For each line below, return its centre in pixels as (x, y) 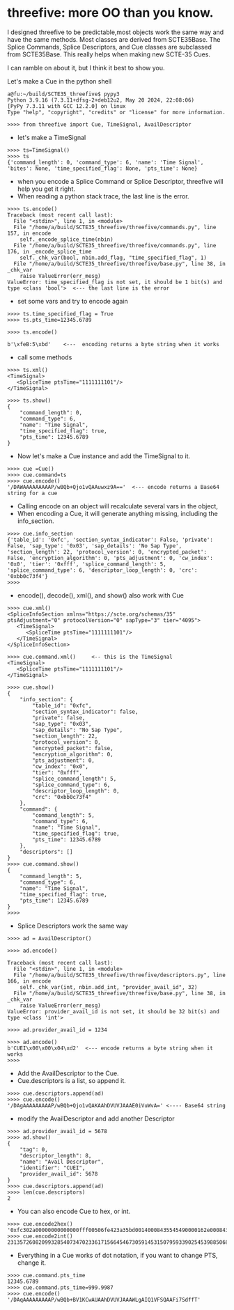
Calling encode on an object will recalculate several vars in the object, (117, 506)
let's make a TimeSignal (52, 137)
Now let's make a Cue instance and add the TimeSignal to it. (104, 456)
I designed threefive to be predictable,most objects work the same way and (116, 32)
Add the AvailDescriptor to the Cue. (68, 1073)
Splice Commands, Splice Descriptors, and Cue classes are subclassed (110, 47)
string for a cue (32, 493)
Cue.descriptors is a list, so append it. (72, 1080)
